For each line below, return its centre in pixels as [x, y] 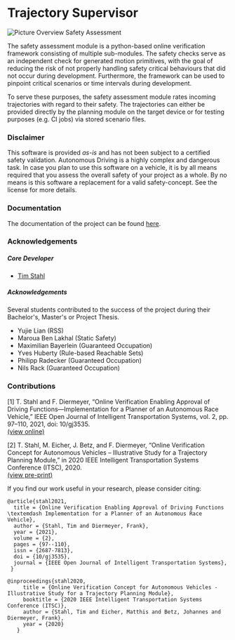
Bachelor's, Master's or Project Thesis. [63, 317]
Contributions [32, 386]
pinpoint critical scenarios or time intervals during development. [100, 83]
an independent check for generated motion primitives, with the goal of [110, 60]
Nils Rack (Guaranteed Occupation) [69, 368]
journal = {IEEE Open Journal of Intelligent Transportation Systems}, [121, 563]
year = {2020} [43, 624]
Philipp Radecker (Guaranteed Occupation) [80, 361]
